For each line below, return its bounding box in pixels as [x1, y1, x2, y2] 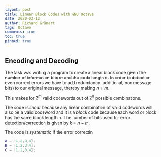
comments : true [5, 30, 36, 34]
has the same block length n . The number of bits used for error [5, 115, 131, 121]
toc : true [5, 34, 25, 39]
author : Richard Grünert [5, 20, 55, 26]
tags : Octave [5, 25, 31, 30]
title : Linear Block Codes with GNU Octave [5, 12, 94, 16]
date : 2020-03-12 [5, 16, 40, 21]
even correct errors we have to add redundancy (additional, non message [5, 79, 152, 85]
